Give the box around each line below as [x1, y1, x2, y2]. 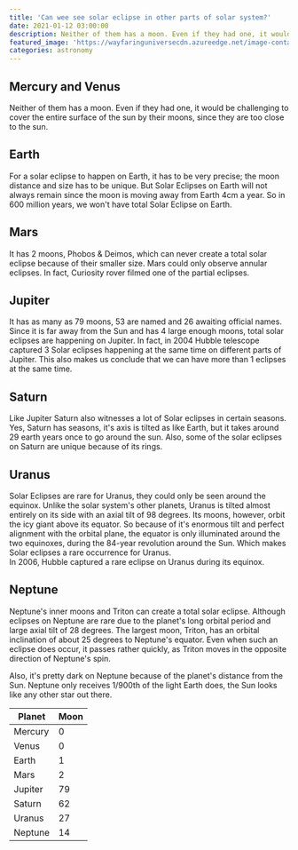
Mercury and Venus [9, 79, 122, 94]
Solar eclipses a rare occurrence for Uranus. [9, 547, 171, 558]
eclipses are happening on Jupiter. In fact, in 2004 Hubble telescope [9, 335, 260, 346]
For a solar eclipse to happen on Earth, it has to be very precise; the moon [9, 171, 280, 181]
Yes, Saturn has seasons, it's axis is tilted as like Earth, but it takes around [9, 423, 279, 433]
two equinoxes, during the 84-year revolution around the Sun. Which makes [9, 538, 286, 548]
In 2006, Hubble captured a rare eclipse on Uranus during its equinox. [9, 557, 264, 567]
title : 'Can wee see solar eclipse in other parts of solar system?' [9, 12, 272, 22]
